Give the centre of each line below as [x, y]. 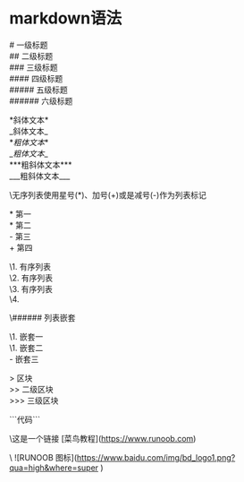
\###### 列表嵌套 [42, 317]
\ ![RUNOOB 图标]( [43, 457]
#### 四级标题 [36, 78]
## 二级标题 [31, 56]
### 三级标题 [34, 67]
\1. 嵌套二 [26, 348]
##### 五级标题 [39, 90]
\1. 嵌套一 [26, 336]
